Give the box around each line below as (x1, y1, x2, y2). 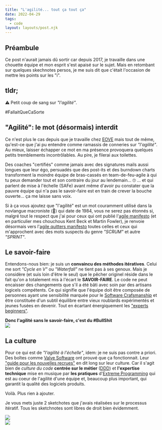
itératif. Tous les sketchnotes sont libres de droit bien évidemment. (5, 405, 139, 411)
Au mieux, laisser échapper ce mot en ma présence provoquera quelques (5, 147, 153, 153)
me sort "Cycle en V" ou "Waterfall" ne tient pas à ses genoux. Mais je (5, 266, 147, 272)
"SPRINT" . (5, 234, 26, 240)
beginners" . (5, 308, 28, 314)
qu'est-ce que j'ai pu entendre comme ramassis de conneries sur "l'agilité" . (5, 141, 158, 147)
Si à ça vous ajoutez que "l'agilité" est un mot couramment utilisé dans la (5, 202, 152, 209)
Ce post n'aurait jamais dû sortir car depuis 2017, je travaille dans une (5, 56, 145, 62)
